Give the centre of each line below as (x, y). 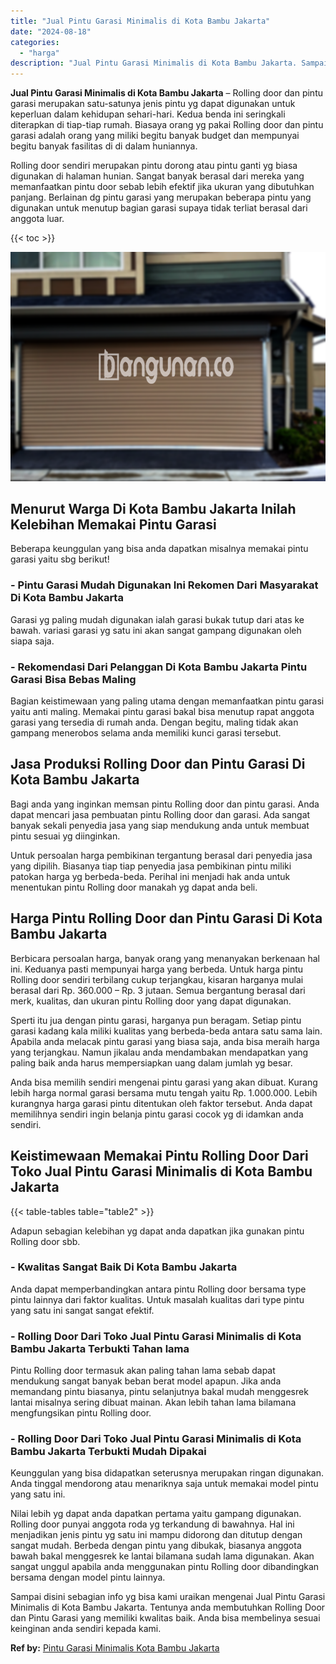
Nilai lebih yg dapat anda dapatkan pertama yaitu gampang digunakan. (156, 1514)
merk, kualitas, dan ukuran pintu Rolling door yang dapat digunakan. (151, 1001)
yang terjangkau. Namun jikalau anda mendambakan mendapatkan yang (159, 1052)
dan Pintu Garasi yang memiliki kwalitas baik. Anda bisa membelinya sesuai (165, 1618)
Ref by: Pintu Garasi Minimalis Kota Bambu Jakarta (115, 1648)
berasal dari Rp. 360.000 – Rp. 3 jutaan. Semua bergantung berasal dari (158, 990)
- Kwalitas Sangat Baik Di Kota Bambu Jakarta (124, 1267)
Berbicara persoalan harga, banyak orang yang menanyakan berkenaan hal (165, 958)
